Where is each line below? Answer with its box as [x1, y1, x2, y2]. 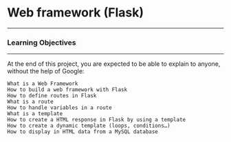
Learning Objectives [7, 38, 77, 47]
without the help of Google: [7, 67, 85, 75]
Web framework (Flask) [7, 5, 144, 21]
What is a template [7, 110, 63, 117]
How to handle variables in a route [7, 104, 112, 111]
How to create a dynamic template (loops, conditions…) [7, 122, 170, 130]
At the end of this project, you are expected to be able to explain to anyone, [7, 60, 221, 68]
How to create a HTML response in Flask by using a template [7, 117, 186, 123]
